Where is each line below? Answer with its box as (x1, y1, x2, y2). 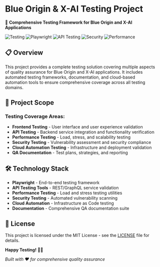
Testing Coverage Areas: (5, 113, 65, 120)
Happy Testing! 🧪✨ (5, 247, 44, 253)
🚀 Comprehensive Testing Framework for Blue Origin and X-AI (5, 19, 132, 25)
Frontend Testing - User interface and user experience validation (12, 124, 143, 130)
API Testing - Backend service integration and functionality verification (12, 129, 155, 135)
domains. (5, 84, 24, 90)
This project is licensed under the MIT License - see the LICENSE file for (5, 233, 149, 238)
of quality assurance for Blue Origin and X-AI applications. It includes (5, 69, 143, 75)
